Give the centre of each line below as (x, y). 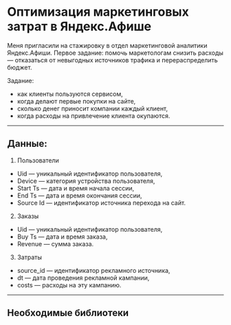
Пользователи (38, 160)
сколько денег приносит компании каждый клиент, (92, 108)
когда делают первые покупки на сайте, (76, 101)
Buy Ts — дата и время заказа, (62, 237)
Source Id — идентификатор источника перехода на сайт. (101, 202)
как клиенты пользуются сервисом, (70, 94)
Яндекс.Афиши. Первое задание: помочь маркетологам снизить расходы (115, 53)
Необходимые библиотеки (68, 313)
